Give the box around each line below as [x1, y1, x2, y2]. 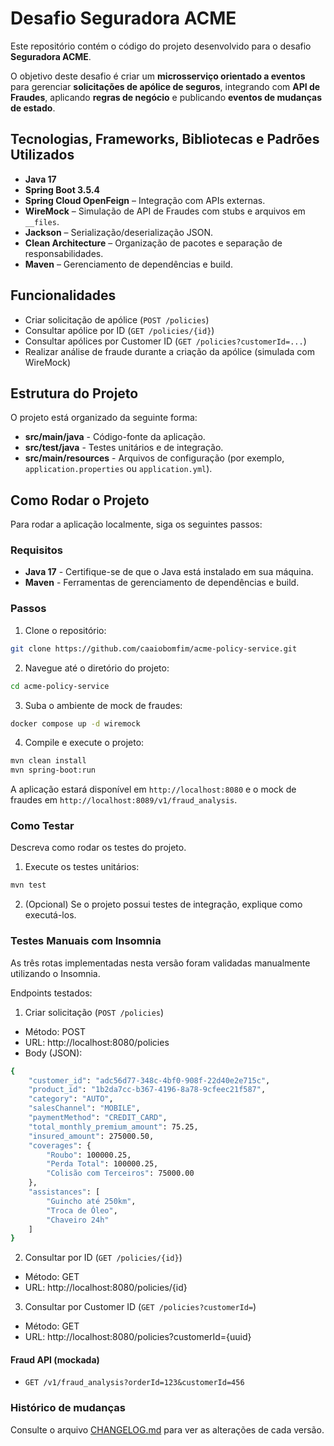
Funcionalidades [10, 287, 117, 304]
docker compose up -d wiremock [10, 718, 141, 729]
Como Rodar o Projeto [10, 492, 150, 509]
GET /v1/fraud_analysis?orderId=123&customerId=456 [24, 1378, 245, 1388]
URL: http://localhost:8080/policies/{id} [24, 1282, 188, 1294]
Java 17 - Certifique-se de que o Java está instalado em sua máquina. [24, 566, 314, 578]
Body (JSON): [24, 1047, 83, 1059]
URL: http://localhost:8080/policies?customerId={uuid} [24, 1331, 252, 1343]
